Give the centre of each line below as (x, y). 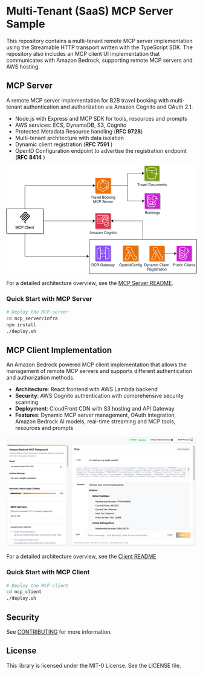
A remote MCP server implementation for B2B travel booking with (88, 100)
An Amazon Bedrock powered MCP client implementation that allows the (97, 364)
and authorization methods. (40, 378)
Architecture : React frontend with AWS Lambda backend (86, 389)
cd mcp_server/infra (32, 318)
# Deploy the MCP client (37, 586)
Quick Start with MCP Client (48, 573)
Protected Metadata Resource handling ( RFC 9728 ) (79, 131)
